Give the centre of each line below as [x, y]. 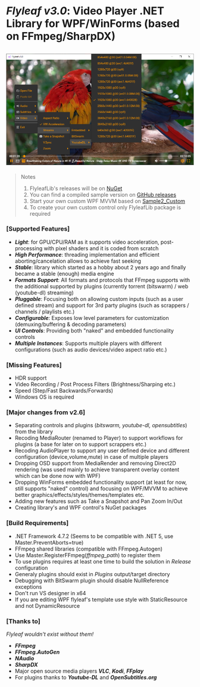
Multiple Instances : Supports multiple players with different [88, 343]
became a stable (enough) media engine [64, 273]
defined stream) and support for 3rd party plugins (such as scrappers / [102, 305]
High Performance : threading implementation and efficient [87, 254]
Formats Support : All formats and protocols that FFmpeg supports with [102, 280]
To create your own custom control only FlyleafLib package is [105, 207]
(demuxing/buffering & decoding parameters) [71, 324]
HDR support [31, 378]
